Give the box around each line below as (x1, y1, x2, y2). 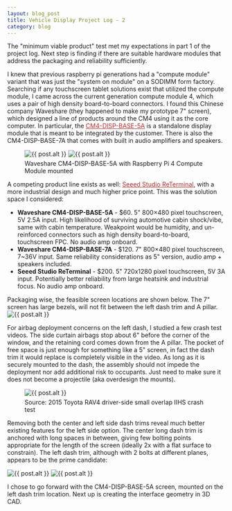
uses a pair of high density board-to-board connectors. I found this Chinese (7, 100, 224, 108)
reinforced (17, 230, 47, 239)
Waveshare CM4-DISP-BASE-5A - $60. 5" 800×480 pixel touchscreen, (17, 209, 224, 217)
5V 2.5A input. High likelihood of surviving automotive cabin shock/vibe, (17, 216, 224, 224)
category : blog (7, 23, 51, 30)
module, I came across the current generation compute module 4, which (7, 92, 213, 101)
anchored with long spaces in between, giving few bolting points (7, 434, 192, 442)
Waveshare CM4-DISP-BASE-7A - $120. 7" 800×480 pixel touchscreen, (17, 245, 225, 254)
